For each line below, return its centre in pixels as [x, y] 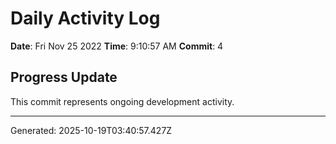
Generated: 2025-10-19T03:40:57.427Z [91, 130]
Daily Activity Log [85, 18]
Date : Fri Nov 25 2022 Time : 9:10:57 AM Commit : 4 [117, 46]
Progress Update [64, 77]
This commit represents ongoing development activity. [122, 101]
